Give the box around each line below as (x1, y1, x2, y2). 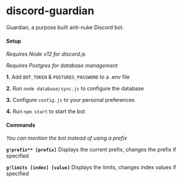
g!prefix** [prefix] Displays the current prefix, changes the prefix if (6, 146, 177, 153)
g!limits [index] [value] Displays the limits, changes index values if (6, 164, 177, 171)
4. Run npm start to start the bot (6, 108, 85, 115)
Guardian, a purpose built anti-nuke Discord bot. (6, 24, 124, 31)
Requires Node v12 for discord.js (6, 50, 86, 57)
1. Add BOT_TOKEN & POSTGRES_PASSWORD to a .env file (6, 73, 130, 81)
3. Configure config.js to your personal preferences (6, 97, 135, 104)
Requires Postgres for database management (6, 62, 118, 69)
